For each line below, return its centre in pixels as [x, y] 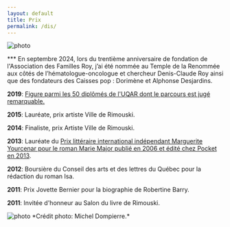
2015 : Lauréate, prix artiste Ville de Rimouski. [71, 115]
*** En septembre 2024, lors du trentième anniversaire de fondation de [107, 59]
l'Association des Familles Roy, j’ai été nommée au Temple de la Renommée [114, 67]
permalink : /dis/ [32, 26]
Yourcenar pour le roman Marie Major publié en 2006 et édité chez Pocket [112, 149]
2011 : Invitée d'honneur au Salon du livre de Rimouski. [83, 203]
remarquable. [26, 101]
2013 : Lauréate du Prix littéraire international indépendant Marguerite [105, 141]
